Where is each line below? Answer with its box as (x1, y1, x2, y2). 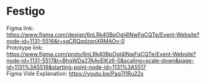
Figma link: (6, 24, 34, 32)
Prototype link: (6, 44, 44, 51)
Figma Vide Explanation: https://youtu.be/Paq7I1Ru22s (6, 70, 144, 77)
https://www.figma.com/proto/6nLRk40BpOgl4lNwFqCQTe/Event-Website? (6, 50, 196, 57)
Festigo (6, 4, 45, 18)
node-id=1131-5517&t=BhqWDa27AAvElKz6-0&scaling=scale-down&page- (6, 57, 194, 64)
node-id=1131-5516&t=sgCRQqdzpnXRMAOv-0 (6, 37, 125, 45)
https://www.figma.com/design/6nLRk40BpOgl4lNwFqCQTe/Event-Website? (6, 31, 200, 38)
